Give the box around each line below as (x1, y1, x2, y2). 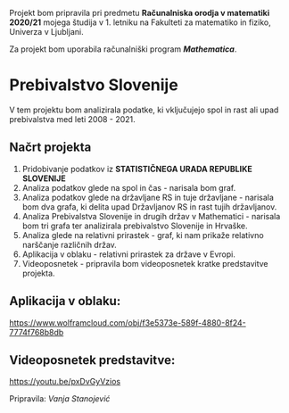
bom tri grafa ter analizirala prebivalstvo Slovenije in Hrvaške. (21, 220, 248, 231)
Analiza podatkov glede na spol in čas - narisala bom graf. (21, 182, 236, 193)
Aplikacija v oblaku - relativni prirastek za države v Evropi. (21, 249, 236, 260)
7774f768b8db (9, 326, 64, 337)
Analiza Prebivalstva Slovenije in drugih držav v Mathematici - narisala (21, 211, 281, 221)
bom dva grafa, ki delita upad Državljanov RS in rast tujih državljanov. (21, 201, 277, 212)
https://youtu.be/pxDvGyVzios (9, 376, 121, 387)
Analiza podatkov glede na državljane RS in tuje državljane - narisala (21, 192, 275, 202)
